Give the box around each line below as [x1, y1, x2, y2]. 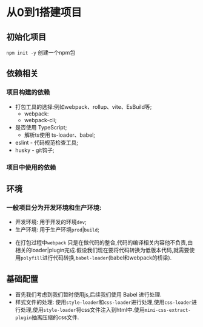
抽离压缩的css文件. [31, 314, 79, 321]
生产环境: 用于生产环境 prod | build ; [15, 226, 100, 233]
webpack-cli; [24, 116, 57, 123]
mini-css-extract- [144, 308, 191, 314]
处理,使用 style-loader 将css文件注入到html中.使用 [20, 306, 145, 314]
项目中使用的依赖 [6, 163, 56, 171]
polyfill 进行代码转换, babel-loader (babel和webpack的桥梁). [20, 254, 172, 261]
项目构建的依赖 [6, 88, 50, 97]
